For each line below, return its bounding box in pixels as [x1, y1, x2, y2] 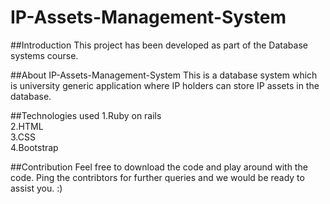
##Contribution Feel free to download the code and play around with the [10, 161, 308, 173]
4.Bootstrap [10, 141, 59, 153]
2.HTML [10, 120, 44, 132]
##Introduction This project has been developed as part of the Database [10, 39, 308, 51]
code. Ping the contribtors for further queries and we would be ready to [10, 171, 305, 183]
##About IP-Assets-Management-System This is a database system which [10, 69, 318, 81]
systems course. [10, 49, 79, 61]
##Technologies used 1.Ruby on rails [10, 109, 162, 121]
